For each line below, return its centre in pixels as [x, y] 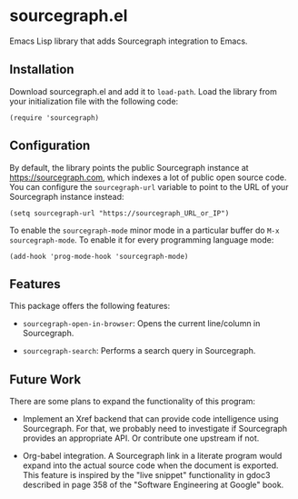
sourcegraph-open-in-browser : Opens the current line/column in [141, 324]
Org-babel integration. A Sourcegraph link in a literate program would [152, 456]
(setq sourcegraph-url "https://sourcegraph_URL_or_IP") [119, 213]
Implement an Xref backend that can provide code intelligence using [150, 419]
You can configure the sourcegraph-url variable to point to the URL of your [149, 186]
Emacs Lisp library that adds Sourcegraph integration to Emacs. [129, 41]
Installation [42, 70]
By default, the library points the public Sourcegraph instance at [129, 167]
